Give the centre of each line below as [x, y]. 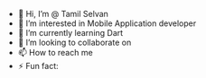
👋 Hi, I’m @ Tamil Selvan [63, 14]
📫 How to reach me [55, 52]
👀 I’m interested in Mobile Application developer [107, 23]
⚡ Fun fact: [38, 66]
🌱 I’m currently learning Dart [70, 33]
